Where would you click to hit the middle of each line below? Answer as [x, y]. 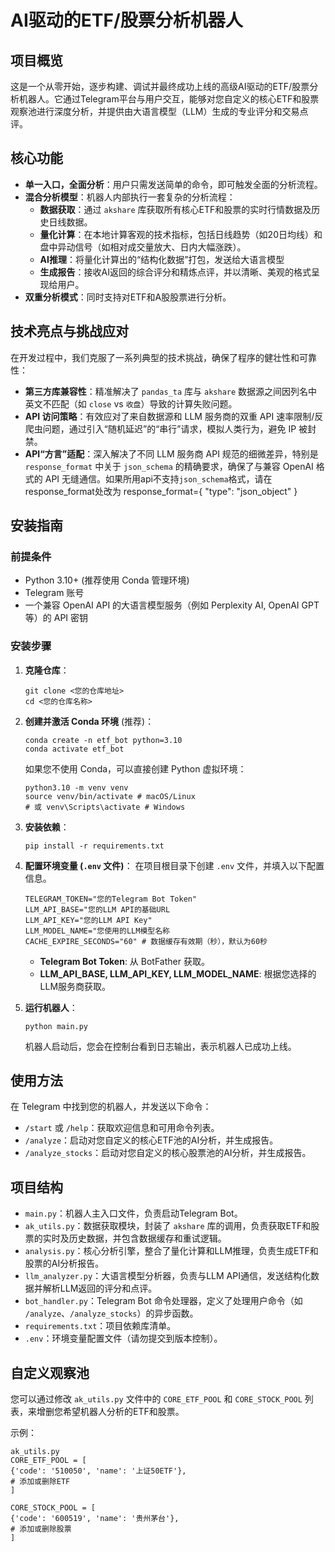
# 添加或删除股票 [41, 1529]
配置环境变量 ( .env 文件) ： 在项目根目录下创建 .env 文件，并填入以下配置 [174, 865]
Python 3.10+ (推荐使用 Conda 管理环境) [107, 580]
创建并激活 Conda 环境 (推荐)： [89, 721]
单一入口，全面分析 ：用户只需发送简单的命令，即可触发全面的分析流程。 [173, 184]
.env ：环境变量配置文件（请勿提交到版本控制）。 [123, 1338]
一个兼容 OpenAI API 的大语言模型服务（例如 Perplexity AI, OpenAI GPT [172, 605]
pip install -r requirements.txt [94, 846]
